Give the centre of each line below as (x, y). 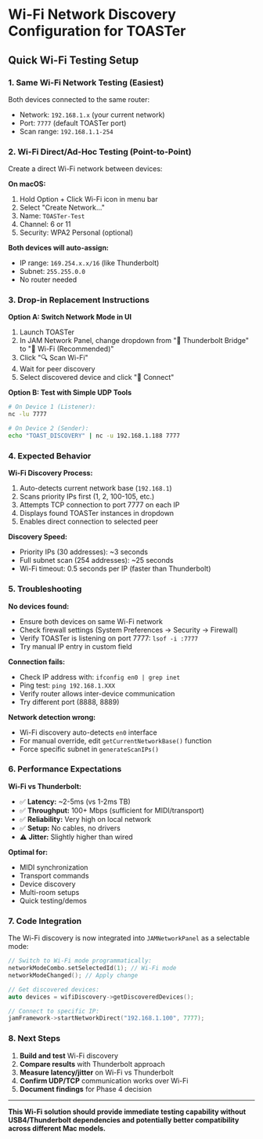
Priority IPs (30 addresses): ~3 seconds (84, 552)
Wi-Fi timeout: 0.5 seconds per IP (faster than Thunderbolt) (115, 569)
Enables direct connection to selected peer (89, 522)
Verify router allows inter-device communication (97, 693)
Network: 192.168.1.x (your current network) (92, 115)
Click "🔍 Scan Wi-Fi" (54, 358)
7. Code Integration (45, 921)
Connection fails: (37, 662)
